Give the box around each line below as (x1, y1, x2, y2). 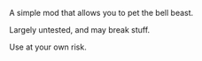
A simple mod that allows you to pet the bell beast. (9, 8, 194, 18)
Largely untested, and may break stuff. (9, 25, 151, 34)
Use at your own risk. (9, 42, 87, 52)
